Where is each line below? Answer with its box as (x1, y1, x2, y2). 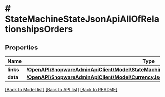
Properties (5, 43, 38, 51)
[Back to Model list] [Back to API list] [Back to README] (5, 87, 118, 92)
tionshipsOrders (5, 24, 73, 35)
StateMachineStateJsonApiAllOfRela (5, 13, 160, 24)
